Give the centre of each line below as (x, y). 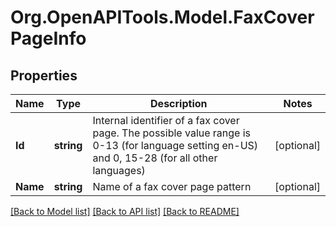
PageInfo (48, 38)
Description (179, 103)
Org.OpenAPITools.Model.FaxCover (162, 17)
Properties (44, 75)
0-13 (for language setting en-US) (175, 145)
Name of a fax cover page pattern (172, 186)
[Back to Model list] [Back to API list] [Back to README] (125, 211)
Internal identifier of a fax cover (166, 120)
